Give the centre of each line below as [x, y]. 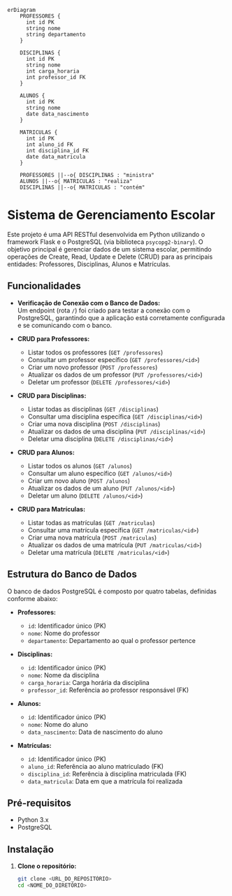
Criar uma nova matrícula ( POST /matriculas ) [92, 537]
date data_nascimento [57, 114]
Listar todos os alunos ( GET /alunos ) [80, 465]
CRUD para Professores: [53, 338]
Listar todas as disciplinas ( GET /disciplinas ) [93, 409]
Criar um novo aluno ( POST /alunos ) [79, 480]
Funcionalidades [44, 286]
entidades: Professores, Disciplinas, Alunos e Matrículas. [89, 264]
